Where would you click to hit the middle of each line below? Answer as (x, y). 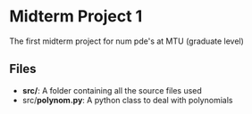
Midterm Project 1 (76, 16)
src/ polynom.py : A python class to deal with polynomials (127, 100)
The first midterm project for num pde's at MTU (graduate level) (126, 41)
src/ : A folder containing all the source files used (112, 90)
